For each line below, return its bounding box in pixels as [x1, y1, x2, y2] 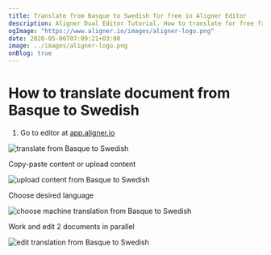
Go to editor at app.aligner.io [19, 127, 115, 137]
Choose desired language [8, 190, 94, 200]
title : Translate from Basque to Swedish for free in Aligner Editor [8, 11, 248, 20]
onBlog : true [8, 49, 52, 57]
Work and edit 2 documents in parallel [8, 221, 135, 231]
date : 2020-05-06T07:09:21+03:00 [8, 34, 121, 43]
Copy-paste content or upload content [8, 159, 136, 169]
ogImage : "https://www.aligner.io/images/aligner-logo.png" [8, 27, 215, 35]
